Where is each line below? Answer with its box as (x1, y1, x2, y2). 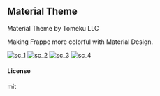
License (7, 67, 31, 75)
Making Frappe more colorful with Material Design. (7, 38, 154, 46)
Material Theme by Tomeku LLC (7, 24, 99, 32)
